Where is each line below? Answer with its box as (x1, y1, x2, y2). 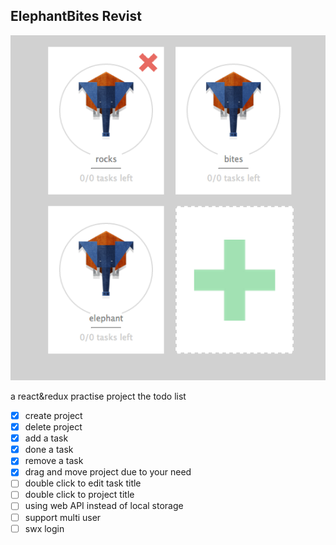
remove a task (24, 455, 84, 467)
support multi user (24, 511, 102, 523)
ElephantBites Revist (10, 8, 142, 25)
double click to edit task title (24, 477, 142, 489)
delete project (24, 421, 83, 433)
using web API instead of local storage (24, 500, 184, 512)
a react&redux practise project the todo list (10, 390, 187, 402)
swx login (24, 522, 65, 534)
